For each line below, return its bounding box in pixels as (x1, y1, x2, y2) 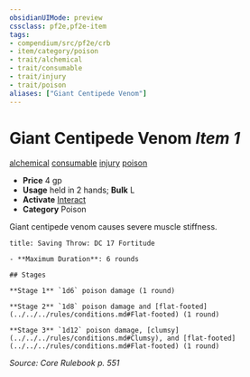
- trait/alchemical (9, 55, 83, 64)
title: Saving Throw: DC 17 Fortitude (9, 239, 155, 249)
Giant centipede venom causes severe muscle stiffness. (9, 221, 218, 232)
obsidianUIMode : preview (9, 13, 103, 23)
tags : (9, 30, 30, 39)
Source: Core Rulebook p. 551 (9, 358, 120, 369)
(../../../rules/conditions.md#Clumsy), (9, 334, 164, 344)
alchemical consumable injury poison (9, 157, 148, 168)
